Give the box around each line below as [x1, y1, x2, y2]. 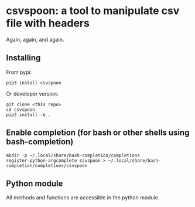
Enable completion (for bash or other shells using [6, 128, 190, 138]
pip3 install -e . [6, 111, 51, 118]
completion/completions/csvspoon [6, 162, 88, 168]
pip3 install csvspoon [6, 80, 61, 86]
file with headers [6, 16, 90, 30]
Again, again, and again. [6, 36, 64, 43]
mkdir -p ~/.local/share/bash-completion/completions [6, 152, 141, 158]
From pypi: [6, 69, 32, 76]
